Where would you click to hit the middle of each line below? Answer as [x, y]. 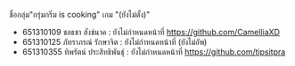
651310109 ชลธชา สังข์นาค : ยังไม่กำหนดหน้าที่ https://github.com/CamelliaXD [151, 32]
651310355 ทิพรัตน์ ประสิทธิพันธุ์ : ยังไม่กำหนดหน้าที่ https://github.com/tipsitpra [154, 52]
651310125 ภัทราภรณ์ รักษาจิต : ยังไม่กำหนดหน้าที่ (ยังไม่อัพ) [115, 42]
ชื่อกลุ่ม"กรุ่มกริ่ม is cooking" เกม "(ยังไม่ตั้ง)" [80, 15]
